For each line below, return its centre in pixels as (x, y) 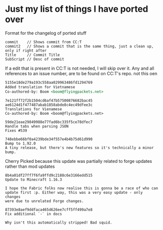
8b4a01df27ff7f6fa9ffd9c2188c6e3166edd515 (49, 175)
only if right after (26, 51)
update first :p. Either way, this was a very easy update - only (74, 192)
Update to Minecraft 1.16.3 (34, 179)
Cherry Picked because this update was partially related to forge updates (79, 161)
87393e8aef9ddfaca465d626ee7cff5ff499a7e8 (49, 209)
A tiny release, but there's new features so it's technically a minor (79, 148)
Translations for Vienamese (34, 109)
